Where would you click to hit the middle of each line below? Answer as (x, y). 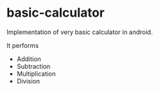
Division (28, 81)
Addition (29, 59)
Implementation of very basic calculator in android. (80, 32)
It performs (23, 45)
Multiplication (36, 74)
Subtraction (33, 66)
